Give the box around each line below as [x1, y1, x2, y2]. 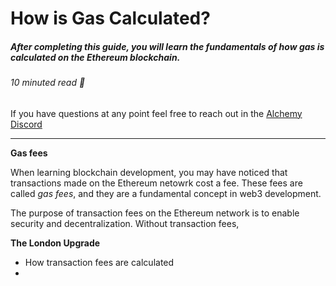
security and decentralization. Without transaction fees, [10, 217, 240, 229]
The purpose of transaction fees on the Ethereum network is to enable [10, 207, 300, 219]
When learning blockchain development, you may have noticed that [10, 166, 288, 178]
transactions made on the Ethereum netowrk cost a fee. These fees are [10, 177, 303, 189]
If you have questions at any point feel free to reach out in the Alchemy [10, 107, 303, 119]
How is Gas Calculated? [10, 7, 211, 30]
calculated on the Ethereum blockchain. [10, 51, 181, 63]
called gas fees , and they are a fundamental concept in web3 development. [10, 187, 322, 199]
